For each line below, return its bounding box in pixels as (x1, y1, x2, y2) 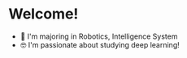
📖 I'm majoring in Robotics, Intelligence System (20, 31, 178, 41)
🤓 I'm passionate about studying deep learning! (20, 39, 180, 49)
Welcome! (8, 5, 79, 23)
